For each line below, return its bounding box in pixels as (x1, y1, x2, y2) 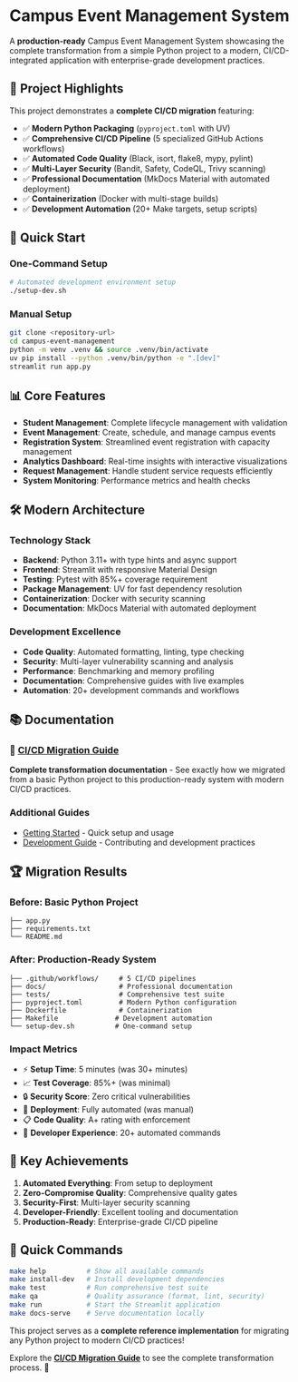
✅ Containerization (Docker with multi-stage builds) (22, 192, 219, 204)
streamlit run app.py (9, 362, 91, 371)
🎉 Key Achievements (9, 1153, 129, 1169)
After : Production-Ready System (9, 954, 157, 966)
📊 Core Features (9, 388, 106, 404)
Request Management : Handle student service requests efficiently (22, 465, 274, 476)
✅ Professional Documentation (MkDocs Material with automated (22, 173, 270, 184)
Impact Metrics (9, 1043, 78, 1055)
